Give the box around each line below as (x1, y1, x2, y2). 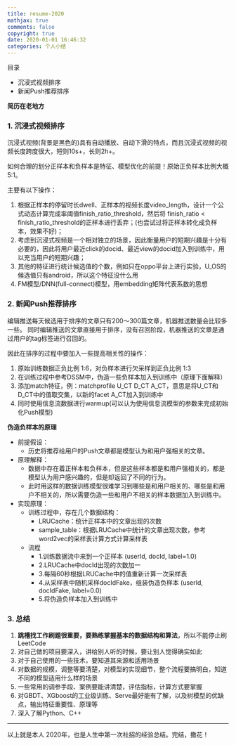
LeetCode (17, 639, 46, 647)
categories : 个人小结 (7, 43, 67, 50)
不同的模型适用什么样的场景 (17, 673, 98, 682)
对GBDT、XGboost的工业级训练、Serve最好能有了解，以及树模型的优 (17, 691, 218, 699)
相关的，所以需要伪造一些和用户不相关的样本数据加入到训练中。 (40, 490, 225, 499)
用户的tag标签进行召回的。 (13, 334, 91, 342)
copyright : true (7, 30, 55, 37)
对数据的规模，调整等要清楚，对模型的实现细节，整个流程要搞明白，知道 (17, 665, 227, 673)
